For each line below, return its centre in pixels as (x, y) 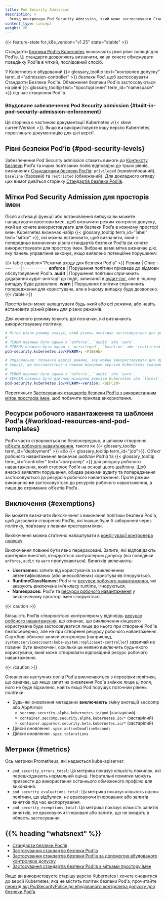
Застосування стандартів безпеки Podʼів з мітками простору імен (82, 866)
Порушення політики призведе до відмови (114, 268)
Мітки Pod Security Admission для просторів (77, 197)
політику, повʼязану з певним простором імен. (54, 526)
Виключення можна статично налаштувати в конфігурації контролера (79, 535)
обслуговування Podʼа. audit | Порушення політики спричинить (72, 273)
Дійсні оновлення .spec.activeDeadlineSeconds (62, 729)
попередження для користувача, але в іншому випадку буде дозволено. (82, 289)
